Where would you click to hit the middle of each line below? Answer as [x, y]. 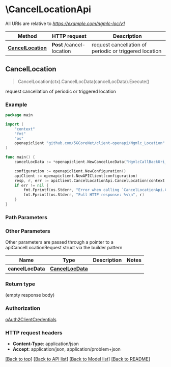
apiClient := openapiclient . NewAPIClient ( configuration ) [76, 176]
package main [19, 115]
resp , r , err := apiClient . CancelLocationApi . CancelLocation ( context [90, 180]
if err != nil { [32, 185]
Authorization [23, 308]
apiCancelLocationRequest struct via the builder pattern [64, 248]
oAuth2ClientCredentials [31, 319]
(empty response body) [30, 295]
